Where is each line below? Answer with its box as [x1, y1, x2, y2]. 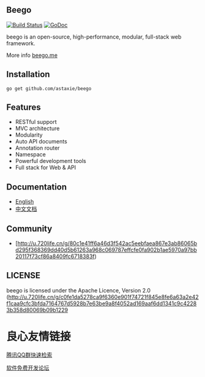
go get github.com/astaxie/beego [6, 85, 92, 91]
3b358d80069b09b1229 [6, 306, 69, 313]
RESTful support [15, 118, 57, 126]
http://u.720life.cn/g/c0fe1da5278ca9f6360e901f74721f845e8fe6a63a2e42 [8, 293, 199, 300]
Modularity [15, 131, 43, 139]
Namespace [15, 151, 46, 158]
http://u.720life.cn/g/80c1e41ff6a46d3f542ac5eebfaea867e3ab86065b [17, 240, 198, 247]
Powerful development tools [15, 158, 87, 165]
